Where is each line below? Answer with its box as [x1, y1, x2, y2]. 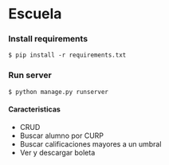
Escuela [8, 5, 62, 23]
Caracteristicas [8, 104, 61, 114]
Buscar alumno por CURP [19, 131, 104, 140]
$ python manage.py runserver [8, 88, 109, 96]
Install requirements [8, 33, 88, 45]
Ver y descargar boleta [19, 147, 96, 157]
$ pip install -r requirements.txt [8, 51, 127, 60]
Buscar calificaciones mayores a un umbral [19, 139, 162, 148]
